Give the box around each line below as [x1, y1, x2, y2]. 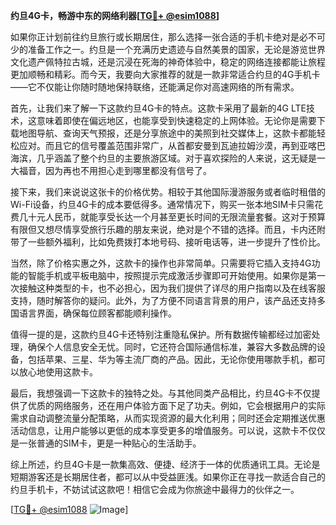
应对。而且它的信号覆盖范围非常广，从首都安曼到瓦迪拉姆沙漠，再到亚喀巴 [18, 140, 326, 151]
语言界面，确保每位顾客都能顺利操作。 [18, 307, 177, 319]
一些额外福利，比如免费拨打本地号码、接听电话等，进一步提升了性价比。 [27, 236, 326, 248]
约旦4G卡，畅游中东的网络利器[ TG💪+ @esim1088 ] [10, 10, 220, 21]
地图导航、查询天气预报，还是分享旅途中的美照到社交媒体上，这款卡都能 [18, 127, 317, 139]
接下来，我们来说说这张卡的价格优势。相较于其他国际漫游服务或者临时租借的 [10, 186, 326, 198]
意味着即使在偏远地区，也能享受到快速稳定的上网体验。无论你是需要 [36, 115, 317, 126]
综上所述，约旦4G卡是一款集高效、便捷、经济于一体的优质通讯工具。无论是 [10, 459, 321, 470]
